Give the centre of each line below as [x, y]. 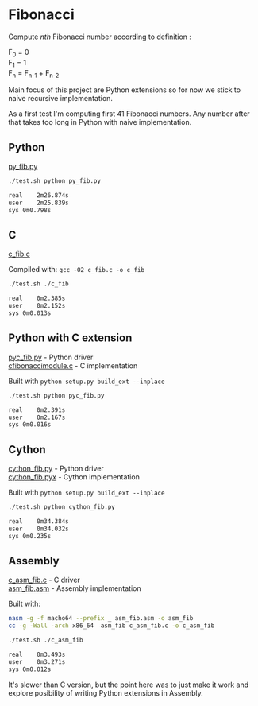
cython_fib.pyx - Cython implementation [74, 477]
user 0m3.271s [37, 661]
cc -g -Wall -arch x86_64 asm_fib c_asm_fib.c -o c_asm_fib [112, 626]
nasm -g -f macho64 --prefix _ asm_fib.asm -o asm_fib [101, 619]
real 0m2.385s [37, 299]
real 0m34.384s [39, 521]
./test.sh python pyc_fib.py [56, 395]
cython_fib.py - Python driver [56, 469]
